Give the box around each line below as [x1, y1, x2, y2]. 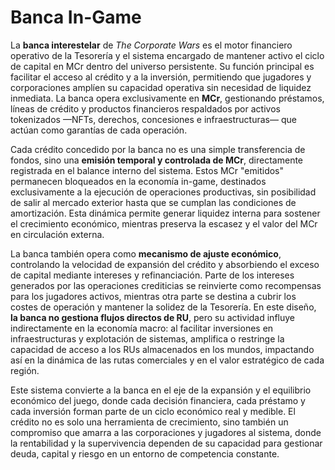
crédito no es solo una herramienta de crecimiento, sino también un [10, 416, 289, 428]
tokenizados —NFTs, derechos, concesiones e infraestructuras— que [10, 113, 297, 125]
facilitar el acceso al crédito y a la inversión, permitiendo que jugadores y [10, 71, 312, 83]
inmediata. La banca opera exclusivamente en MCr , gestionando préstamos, [10, 92, 325, 104]
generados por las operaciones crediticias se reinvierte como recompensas [10, 279, 322, 291]
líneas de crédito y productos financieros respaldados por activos [10, 102, 281, 115]
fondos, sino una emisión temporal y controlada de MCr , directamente [10, 154, 304, 166]
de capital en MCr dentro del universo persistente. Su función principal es [10, 60, 315, 72]
